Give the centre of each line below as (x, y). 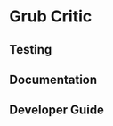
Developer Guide (57, 110)
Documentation (53, 79)
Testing (31, 50)
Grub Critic (51, 17)
